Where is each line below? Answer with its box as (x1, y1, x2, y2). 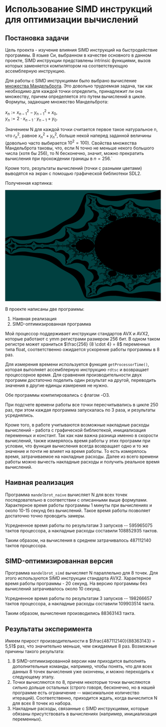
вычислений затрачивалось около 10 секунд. (5, 586, 101, 592)
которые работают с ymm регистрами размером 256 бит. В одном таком (5, 336, 161, 342)
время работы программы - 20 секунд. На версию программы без (5, 581, 147, 586)
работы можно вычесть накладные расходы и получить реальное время (5, 458, 160, 465)
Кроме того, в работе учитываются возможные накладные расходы (5, 422, 150, 428)
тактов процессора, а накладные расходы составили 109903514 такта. (5, 601, 155, 607)
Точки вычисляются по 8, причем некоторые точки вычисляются (12, 679, 151, 685)
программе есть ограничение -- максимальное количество (12, 690, 140, 696)
